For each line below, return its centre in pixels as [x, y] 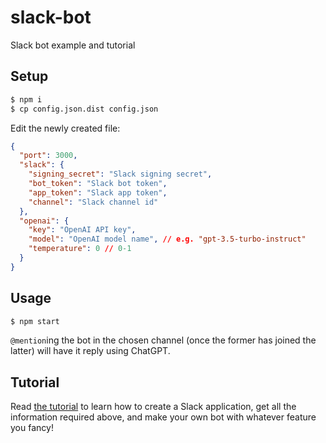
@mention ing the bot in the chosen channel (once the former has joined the [163, 340]
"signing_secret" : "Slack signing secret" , [120, 174]
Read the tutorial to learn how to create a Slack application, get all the [153, 407]
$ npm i [26, 99]
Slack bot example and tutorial [73, 45]
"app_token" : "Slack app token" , [98, 192]
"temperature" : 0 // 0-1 [80, 249]
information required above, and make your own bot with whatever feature [163, 417]
